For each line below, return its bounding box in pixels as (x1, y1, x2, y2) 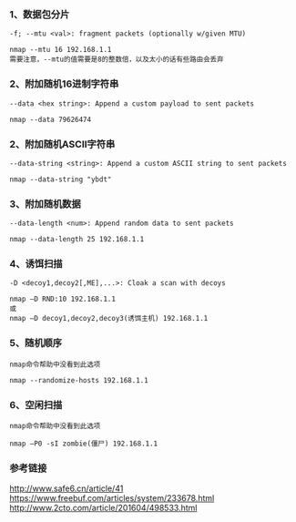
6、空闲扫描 (9, 398, 63, 411)
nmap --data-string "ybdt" (9, 175, 112, 184)
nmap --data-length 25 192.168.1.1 (9, 235, 145, 244)
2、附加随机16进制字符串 (9, 77, 119, 90)
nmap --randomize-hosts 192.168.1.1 (9, 375, 148, 384)
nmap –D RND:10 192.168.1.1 (9, 294, 117, 304)
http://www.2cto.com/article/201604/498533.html (9, 503, 198, 514)
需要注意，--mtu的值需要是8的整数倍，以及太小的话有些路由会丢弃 (9, 55, 224, 65)
